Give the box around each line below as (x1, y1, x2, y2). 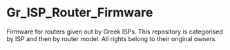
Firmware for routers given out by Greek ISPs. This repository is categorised (6, 27, 224, 36)
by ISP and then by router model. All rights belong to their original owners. (6, 34, 217, 42)
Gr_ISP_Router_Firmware (6, 5, 153, 21)
